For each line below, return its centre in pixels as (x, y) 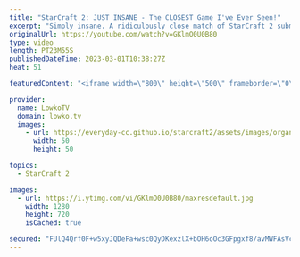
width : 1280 (47, 206)
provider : (28, 99)
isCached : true (54, 223)
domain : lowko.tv (50, 116)
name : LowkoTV (43, 108)
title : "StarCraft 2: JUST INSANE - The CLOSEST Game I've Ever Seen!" (145, 17)
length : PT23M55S (42, 51)
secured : (25, 239)
